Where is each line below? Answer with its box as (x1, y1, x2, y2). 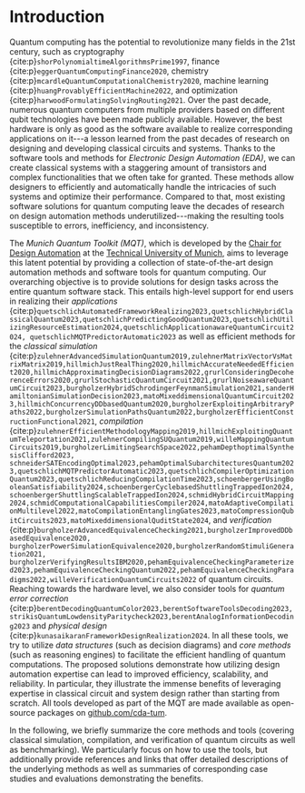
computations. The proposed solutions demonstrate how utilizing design (9, 658, 280, 669)
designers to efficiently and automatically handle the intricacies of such (9, 181, 277, 192)
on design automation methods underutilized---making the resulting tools (9, 210, 284, 221)
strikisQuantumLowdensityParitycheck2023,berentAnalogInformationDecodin (9, 612, 295, 621)
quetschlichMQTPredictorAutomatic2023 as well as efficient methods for (29, 330, 296, 342)
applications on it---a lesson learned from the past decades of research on (9, 133, 290, 144)
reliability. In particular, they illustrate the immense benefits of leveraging (9, 678, 281, 688)
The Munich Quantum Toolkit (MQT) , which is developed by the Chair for (9, 237, 281, 248)
